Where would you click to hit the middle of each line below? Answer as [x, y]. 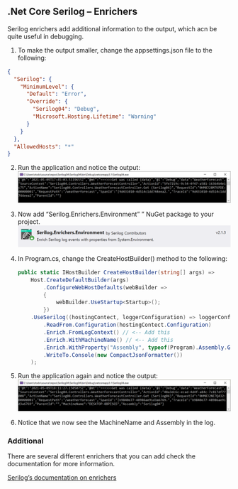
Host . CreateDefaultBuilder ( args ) [80, 280]
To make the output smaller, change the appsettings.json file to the [115, 50]
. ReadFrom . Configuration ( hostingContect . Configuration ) [127, 325]
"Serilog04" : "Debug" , [66, 109]
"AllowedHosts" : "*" [44, 146]
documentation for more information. [61, 463]
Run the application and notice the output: [79, 168]
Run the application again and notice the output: [87, 376]
